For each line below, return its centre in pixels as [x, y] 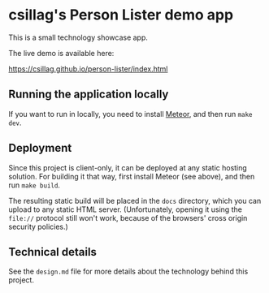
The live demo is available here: [61, 53]
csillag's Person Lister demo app [121, 15]
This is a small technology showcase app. [78, 37]
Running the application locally [89, 95]
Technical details [53, 252]
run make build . [35, 185]
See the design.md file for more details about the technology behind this [128, 271]
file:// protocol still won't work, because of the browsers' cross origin [128, 218]
